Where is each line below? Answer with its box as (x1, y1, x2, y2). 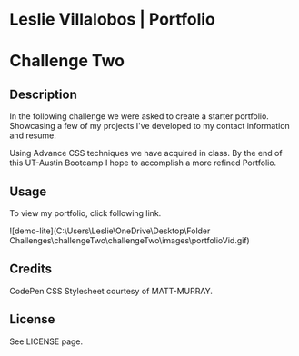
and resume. (9, 130, 56, 141)
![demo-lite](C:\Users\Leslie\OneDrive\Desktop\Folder (9, 225, 211, 236)
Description (9, 86, 77, 102)
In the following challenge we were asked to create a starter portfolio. (9, 111, 270, 122)
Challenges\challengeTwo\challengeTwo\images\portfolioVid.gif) (9, 235, 250, 245)
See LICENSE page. (9, 336, 84, 347)
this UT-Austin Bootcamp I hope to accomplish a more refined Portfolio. (9, 157, 277, 168)
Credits (9, 262, 53, 277)
